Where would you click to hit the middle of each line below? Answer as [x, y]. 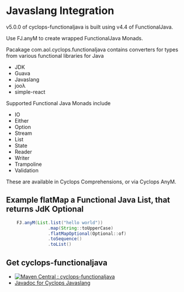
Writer [22, 158]
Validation [27, 170]
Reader [23, 152]
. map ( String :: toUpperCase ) [81, 228]
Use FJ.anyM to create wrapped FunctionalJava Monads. [74, 38]
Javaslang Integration [60, 11]
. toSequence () [65, 239]
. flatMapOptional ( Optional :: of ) [87, 234]
